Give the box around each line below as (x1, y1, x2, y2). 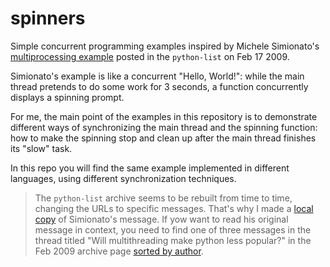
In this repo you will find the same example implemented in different (10, 162, 290, 174)
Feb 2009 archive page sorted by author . (34, 245, 204, 257)
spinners (10, 7, 86, 30)
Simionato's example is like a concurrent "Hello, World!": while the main (10, 70, 305, 82)
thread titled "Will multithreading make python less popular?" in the (34, 234, 312, 246)
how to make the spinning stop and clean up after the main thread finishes (10, 132, 317, 144)
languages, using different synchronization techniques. (10, 172, 237, 184)
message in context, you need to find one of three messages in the (34, 223, 312, 236)
